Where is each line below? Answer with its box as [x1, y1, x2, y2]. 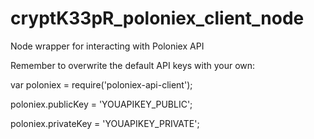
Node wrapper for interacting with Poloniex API [10, 40, 205, 52]
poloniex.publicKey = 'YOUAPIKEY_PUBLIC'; [10, 98, 193, 110]
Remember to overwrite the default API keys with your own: [10, 59, 256, 71]
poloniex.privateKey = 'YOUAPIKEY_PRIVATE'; [10, 117, 200, 129]
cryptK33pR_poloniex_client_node [10, 7, 305, 30]
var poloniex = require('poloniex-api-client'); [10, 78, 193, 91]
